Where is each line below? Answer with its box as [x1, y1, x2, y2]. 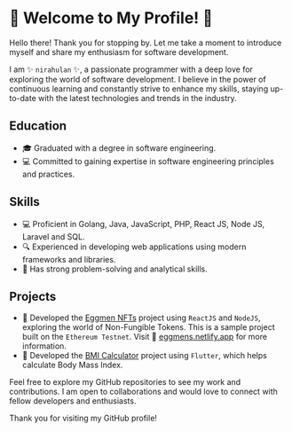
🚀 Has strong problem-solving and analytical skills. [21, 263, 208, 274]
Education [9, 119, 67, 134]
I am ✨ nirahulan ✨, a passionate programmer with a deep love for [9, 64, 253, 75]
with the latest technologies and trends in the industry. [38, 92, 237, 103]
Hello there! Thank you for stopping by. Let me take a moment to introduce [9, 37, 282, 48]
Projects [9, 288, 57, 304]
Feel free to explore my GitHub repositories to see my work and [9, 377, 241, 388]
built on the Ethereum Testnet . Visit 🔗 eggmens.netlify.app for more [21, 332, 268, 342]
